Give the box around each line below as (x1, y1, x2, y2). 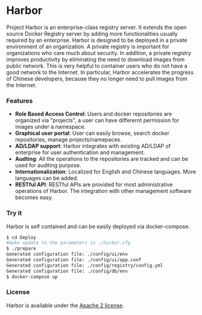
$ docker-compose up (6, 273, 58, 280)
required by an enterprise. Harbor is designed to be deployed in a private (6, 36, 188, 44)
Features (6, 96, 33, 105)
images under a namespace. (14, 123, 86, 131)
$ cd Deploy (6, 234, 36, 241)
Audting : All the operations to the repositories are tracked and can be (14, 155, 189, 163)
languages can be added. (14, 175, 78, 182)
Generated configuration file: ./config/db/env (6, 268, 128, 274)
